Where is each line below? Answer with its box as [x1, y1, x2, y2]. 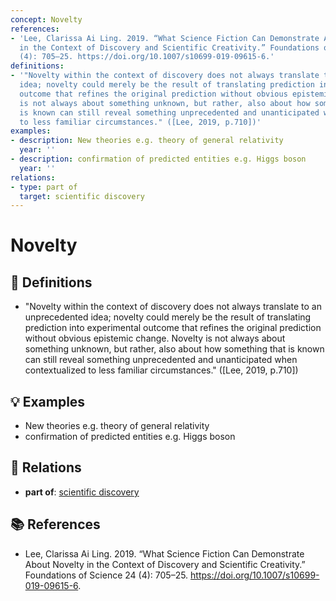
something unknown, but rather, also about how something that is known [24, 343, 325, 355]
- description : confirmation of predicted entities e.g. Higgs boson [10, 154, 307, 164]
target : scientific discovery [19, 191, 145, 201]
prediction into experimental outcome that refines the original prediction [24, 322, 322, 334]
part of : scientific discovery [24, 486, 140, 498]
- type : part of [10, 182, 78, 192]
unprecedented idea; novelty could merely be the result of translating [24, 311, 312, 323]
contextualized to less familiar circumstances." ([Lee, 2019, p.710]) [24, 364, 299, 376]
